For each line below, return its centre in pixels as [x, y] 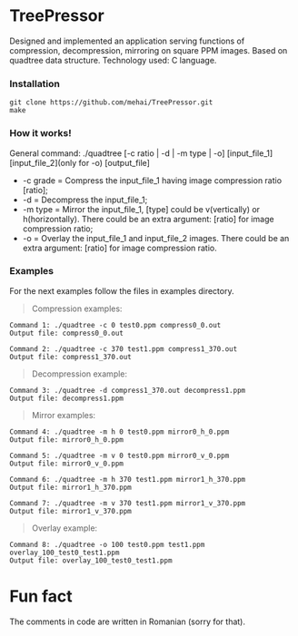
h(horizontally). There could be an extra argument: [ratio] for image [148, 219]
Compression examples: [77, 308]
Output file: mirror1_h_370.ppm [70, 487]
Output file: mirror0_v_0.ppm [67, 464]
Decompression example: [79, 374]
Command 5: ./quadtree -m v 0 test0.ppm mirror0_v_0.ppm [119, 455]
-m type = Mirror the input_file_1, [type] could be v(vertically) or [141, 209]
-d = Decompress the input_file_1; [85, 200]
